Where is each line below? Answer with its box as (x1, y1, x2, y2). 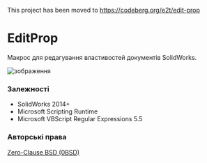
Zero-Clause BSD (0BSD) (7, 148, 80, 156)
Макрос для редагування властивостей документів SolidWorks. (7, 53, 197, 61)
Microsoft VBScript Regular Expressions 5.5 (17, 115, 143, 123)
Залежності (7, 84, 50, 93)
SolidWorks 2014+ (17, 100, 70, 109)
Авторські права (7, 132, 67, 142)
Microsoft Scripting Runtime (17, 107, 98, 116)
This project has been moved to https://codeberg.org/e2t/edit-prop (7, 6, 200, 14)
